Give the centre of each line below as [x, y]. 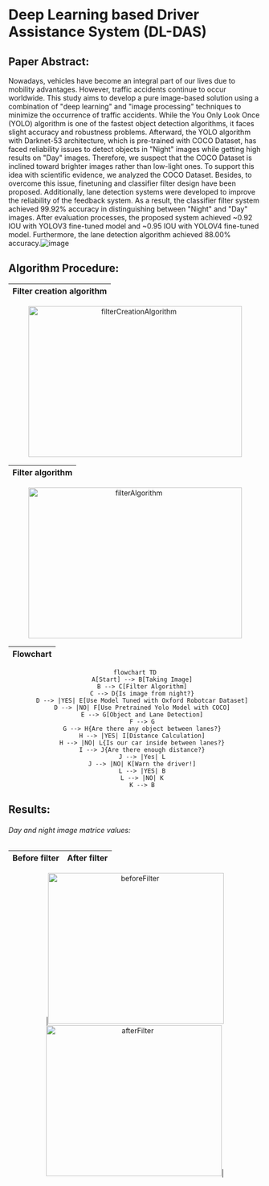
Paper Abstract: [49, 62]
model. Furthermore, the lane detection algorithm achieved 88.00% [120, 234]
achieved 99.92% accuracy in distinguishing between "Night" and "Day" [128, 209]
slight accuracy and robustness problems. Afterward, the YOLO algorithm [130, 132]
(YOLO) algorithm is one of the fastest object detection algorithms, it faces [131, 123]
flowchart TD [135, 672]
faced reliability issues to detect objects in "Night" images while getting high [134, 149]
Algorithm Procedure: [64, 268]
